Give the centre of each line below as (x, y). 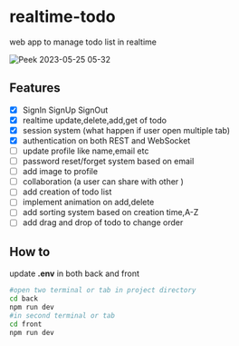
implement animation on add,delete (88, 203)
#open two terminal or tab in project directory (103, 291)
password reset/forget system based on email (108, 162)
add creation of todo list (67, 192)
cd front (26, 324)
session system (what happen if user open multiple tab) (126, 130)
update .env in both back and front (75, 273)
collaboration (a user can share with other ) (103, 182)
